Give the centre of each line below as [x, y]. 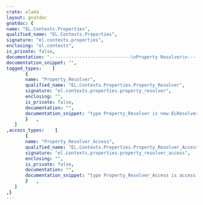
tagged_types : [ [31, 68]
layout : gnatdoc [27, 18]
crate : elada [23, 12]
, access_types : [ [32, 130]
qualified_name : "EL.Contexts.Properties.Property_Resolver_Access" [113, 147]
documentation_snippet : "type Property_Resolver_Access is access [111, 176]
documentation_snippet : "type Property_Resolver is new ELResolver [112, 113]
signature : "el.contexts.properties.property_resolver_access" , [108, 153]
